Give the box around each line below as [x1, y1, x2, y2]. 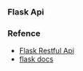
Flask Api [7, 6, 45, 18]
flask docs [18, 54, 53, 64]
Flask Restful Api [18, 46, 75, 56]
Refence [7, 27, 41, 38]
